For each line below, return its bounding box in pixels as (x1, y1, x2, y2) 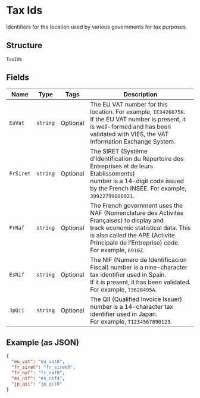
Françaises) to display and (90, 216, 164, 224)
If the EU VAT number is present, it (90, 115, 186, 123)
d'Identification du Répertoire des (90, 154, 184, 162)
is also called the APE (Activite (90, 231, 176, 239)
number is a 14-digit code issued (90, 177, 185, 185)
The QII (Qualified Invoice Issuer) (90, 295, 183, 303)
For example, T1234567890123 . (90, 317, 173, 325)
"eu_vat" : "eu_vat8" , (11, 359, 65, 365)
